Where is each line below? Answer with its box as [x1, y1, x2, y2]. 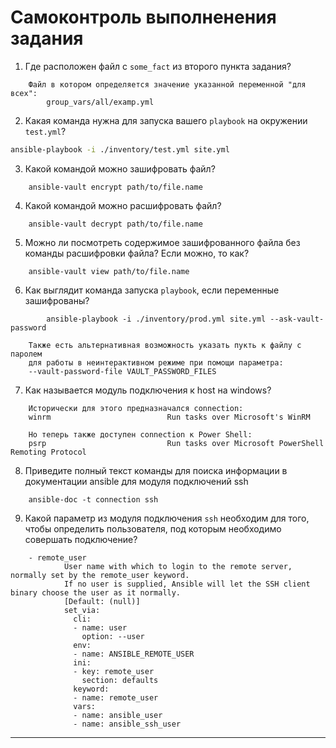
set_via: [63, 605, 101, 615]
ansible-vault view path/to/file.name [28, 266, 190, 276]
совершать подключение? [24, 533, 138, 545]
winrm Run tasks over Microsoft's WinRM [28, 412, 311, 422]
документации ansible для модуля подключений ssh [24, 475, 249, 487]
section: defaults [81, 675, 159, 685]
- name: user [73, 622, 128, 633]
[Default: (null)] [63, 596, 141, 606]
